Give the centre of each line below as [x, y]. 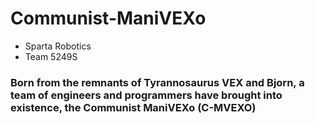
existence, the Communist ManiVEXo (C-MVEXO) [133, 107]
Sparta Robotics [58, 46]
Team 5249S [51, 56]
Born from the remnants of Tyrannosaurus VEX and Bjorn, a [157, 82]
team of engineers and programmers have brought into [146, 95]
